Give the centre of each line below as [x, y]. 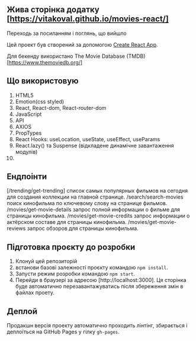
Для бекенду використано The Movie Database [66, 56]
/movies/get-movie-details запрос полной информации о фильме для [93, 210]
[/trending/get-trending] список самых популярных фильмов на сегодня [97, 191]
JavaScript [28, 114]
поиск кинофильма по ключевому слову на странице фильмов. [87, 203]
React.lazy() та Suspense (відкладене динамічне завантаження [94, 145]
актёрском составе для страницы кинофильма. [67, 222]
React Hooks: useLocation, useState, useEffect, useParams [88, 139]
